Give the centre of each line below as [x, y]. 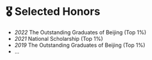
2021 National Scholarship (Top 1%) [59, 38]
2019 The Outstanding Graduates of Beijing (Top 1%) [80, 45]
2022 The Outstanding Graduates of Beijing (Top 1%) [80, 32]
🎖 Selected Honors [53, 12]
